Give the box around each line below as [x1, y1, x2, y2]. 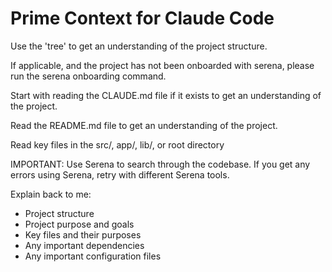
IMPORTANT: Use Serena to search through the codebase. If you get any [10, 158, 311, 170]
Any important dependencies [24, 239, 145, 251]
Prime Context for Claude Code [10, 7, 275, 30]
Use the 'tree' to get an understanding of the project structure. [10, 40, 268, 52]
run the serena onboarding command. [10, 70, 167, 82]
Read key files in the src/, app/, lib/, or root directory [10, 138, 225, 151]
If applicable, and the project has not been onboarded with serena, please [10, 59, 315, 71]
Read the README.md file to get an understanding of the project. [10, 119, 278, 131]
